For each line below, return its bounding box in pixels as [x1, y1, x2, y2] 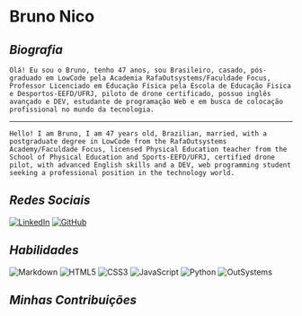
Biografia [9, 42, 63, 57]
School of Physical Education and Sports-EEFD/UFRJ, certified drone [9, 153, 276, 162]
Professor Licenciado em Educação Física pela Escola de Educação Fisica [9, 82, 292, 91]
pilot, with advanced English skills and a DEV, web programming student [9, 161, 292, 170]
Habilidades [9, 242, 79, 258]
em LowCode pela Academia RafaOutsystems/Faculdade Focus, [45, 74, 271, 83]
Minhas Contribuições [9, 293, 138, 308]
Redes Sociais [9, 193, 91, 208]
